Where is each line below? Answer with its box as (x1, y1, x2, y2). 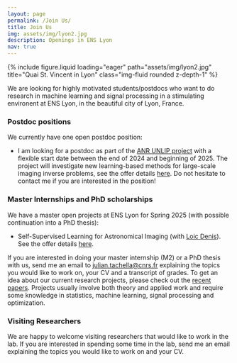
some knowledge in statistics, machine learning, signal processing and (7, 291, 214, 299)
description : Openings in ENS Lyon (7, 37, 113, 44)
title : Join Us (7, 23, 53, 30)
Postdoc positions (7, 116, 72, 126)
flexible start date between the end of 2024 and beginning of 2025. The (17, 154, 228, 163)
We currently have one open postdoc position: (7, 133, 143, 142)
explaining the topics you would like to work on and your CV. (7, 347, 184, 355)
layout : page (7, 10, 46, 18)
